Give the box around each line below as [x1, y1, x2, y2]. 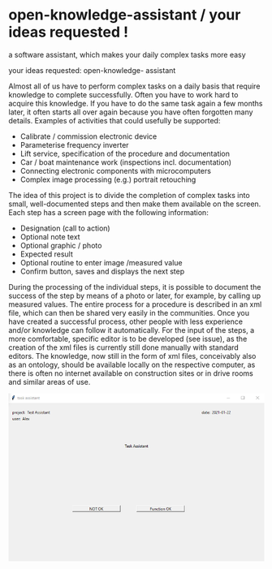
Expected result [19, 249, 73, 259]
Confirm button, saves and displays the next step [19, 266, 185, 276]
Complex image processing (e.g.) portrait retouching [19, 175, 196, 184]
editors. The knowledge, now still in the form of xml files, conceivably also [8, 351, 257, 360]
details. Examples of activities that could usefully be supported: [8, 115, 221, 125]
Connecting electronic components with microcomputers [19, 166, 211, 175]
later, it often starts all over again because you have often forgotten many [8, 107, 253, 117]
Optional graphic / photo [19, 240, 102, 250]
